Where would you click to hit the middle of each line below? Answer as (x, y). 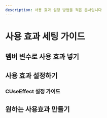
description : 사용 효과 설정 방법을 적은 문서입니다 (53, 10)
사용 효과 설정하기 (31, 76)
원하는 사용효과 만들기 (38, 109)
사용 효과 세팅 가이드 (45, 36)
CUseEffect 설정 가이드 (33, 91)
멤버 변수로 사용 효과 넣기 (42, 57)
